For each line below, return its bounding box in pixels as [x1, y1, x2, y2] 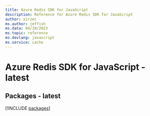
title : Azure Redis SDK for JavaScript [5, 7, 88, 12]
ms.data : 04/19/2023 [5, 26, 48, 31]
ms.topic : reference [5, 30, 48, 35]
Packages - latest [5, 92, 61, 100]
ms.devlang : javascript [5, 35, 55, 40]
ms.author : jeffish [5, 21, 46, 26]
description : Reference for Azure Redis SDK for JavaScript [5, 12, 133, 17]
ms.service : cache [5, 40, 43, 45]
